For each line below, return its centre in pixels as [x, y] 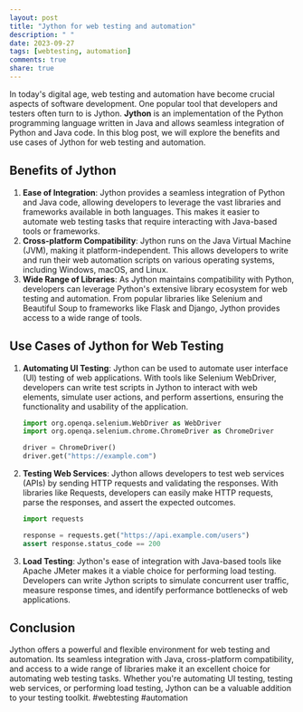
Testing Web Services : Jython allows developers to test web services [153, 473]
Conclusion [43, 628]
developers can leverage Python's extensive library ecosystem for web [155, 289]
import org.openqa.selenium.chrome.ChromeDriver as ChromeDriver [148, 431]
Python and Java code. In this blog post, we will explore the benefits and [145, 132]
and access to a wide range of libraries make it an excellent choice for [140, 669]
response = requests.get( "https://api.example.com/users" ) [136, 535]
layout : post [34, 18]
